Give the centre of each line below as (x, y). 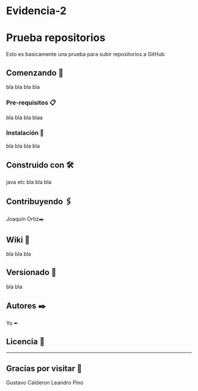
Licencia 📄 (26, 341)
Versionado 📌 (31, 272)
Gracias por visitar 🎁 (44, 368)
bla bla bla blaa (24, 118)
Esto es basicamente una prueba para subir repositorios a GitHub (85, 54)
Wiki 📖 (18, 240)
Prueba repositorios (56, 38)
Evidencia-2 (36, 11)
